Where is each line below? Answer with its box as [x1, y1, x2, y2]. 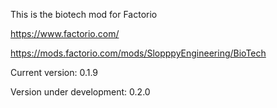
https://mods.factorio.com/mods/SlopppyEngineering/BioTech [10, 47, 267, 59]
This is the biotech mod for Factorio [10, 9, 158, 20]
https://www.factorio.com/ [10, 28, 120, 39]
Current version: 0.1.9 [10, 67, 99, 78]
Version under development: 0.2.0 [10, 86, 151, 98]
